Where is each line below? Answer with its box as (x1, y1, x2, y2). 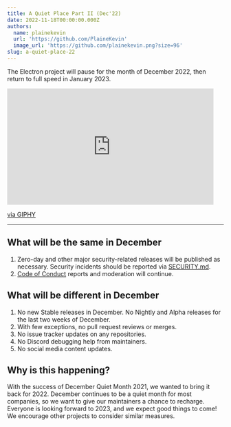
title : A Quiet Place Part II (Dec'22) (7, 10, 122, 17)
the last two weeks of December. (16, 315, 111, 324)
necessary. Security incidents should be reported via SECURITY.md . (16, 262, 211, 271)
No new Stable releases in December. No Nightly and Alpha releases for (16, 308, 221, 316)
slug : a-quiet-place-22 (7, 49, 76, 56)
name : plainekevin (13, 29, 67, 37)
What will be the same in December (7, 237, 162, 249)
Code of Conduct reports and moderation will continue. (16, 269, 174, 278)
